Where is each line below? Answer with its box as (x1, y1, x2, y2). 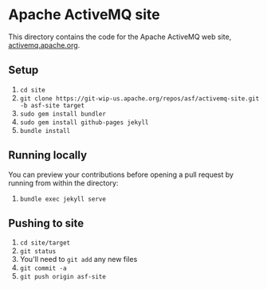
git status (19, 248, 57, 256)
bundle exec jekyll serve (19, 195, 106, 203)
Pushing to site (8, 217, 84, 230)
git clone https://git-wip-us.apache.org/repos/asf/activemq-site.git (19, 94, 260, 103)
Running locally (8, 149, 88, 162)
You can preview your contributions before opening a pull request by (8, 170, 234, 179)
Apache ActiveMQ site (8, 6, 161, 24)
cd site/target (19, 239, 71, 248)
